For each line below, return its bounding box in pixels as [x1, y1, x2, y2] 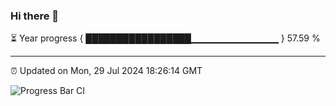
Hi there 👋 [10, 9, 60, 23]
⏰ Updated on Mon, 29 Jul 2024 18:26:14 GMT [10, 65, 203, 77]
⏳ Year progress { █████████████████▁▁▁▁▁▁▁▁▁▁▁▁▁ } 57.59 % [10, 32, 321, 44]
